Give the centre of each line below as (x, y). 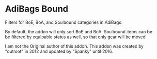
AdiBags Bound (37, 9)
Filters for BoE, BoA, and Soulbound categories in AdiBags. (64, 22)
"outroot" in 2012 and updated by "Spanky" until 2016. (59, 51)
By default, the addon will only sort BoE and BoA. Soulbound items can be (79, 31)
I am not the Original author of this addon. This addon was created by (74, 46)
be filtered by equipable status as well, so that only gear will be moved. (76, 37)
